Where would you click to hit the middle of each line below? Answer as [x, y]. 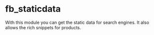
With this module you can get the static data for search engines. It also [77, 22]
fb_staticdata [33, 9]
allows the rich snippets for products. [43, 27]
